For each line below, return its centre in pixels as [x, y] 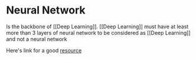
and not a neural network [37, 39]
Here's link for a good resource [44, 50]
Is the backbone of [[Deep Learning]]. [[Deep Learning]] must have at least [97, 26]
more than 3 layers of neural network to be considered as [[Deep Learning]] [98, 32]
